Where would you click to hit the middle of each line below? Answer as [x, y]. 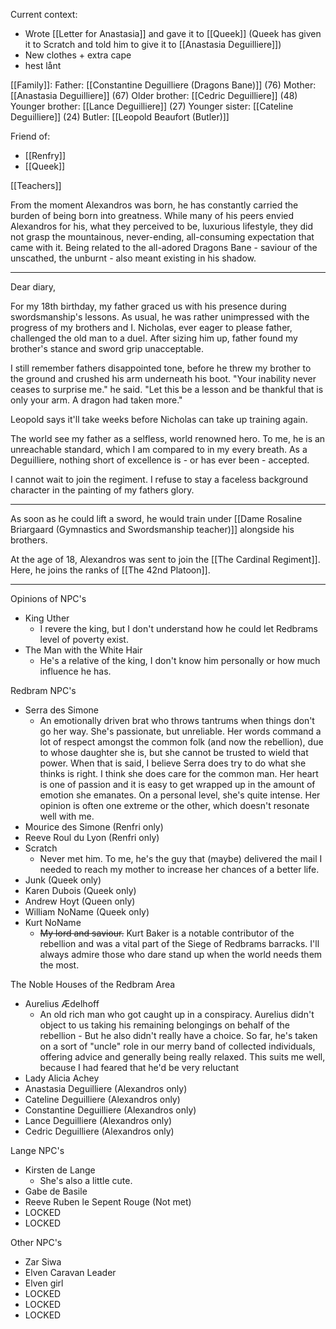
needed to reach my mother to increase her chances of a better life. [179, 869]
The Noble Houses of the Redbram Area [93, 984]
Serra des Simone [62, 710]
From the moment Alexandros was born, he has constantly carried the [154, 205]
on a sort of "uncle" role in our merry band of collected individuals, [177, 1046]
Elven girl [44, 1283]
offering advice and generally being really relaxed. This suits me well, [182, 1057]
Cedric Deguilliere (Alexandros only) [99, 1131]
